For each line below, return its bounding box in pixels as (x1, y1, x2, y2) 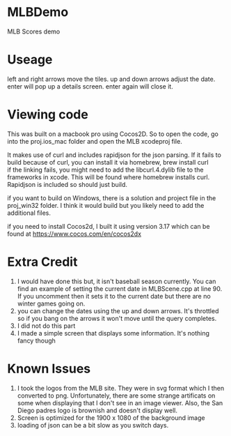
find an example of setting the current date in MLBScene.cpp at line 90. (17, 284, 223, 293)
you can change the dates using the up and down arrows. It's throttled (17, 306, 219, 315)
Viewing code (7, 107, 88, 123)
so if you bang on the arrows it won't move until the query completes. (17, 314, 217, 322)
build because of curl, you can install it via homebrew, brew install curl (7, 158, 209, 166)
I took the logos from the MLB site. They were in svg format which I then (17, 384, 225, 392)
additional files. (7, 209, 51, 217)
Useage (7, 52, 53, 68)
